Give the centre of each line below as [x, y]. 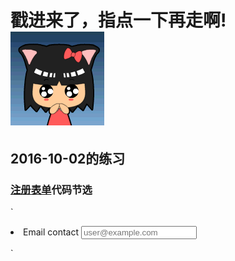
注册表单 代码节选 [51, 189]
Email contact [51, 232]
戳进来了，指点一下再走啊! [118, 20]
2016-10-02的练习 [68, 158]
